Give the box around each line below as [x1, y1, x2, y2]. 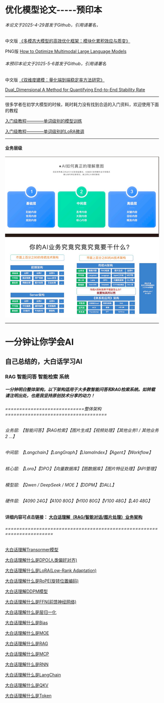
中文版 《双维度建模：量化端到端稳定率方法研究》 [5, 77, 105, 82]
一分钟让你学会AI [5, 336, 74, 348]
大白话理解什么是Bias [5, 620, 48, 626]
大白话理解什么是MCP [5, 651, 49, 657]
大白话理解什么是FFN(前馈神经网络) [5, 599, 77, 605]
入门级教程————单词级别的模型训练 [5, 118, 82, 124]
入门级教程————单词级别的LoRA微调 [5, 128, 84, 134]
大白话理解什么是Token [5, 693, 52, 699]
